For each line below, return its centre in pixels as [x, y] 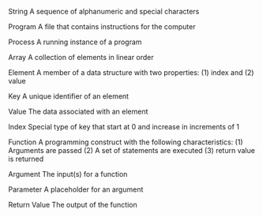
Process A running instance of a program [75, 42]
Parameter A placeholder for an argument [76, 189]
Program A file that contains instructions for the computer [102, 26]
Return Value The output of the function [73, 205]
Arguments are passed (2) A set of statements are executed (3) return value [131, 150]
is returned [26, 159]
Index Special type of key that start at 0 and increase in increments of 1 [124, 127]
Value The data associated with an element [78, 111]
